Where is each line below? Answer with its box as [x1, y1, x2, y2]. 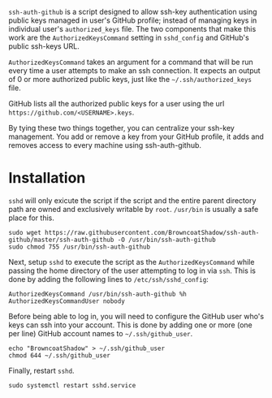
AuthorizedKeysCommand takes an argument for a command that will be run [8, 57, 253, 67]
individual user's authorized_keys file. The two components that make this [8, 24, 257, 33]
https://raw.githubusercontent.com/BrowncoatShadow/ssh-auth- [44, 228, 260, 236]
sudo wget [8, 228, 42, 236]
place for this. [8, 213, 54, 223]
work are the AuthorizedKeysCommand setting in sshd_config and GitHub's [8, 32, 249, 42]
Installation [8, 169, 86, 188]
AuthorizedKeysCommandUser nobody [8, 296, 126, 305]
